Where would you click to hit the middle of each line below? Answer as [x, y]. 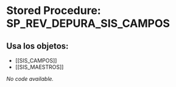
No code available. [30, 79]
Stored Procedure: [54, 11]
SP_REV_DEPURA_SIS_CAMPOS [88, 23]
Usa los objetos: [37, 46]
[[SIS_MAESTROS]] [39, 67]
